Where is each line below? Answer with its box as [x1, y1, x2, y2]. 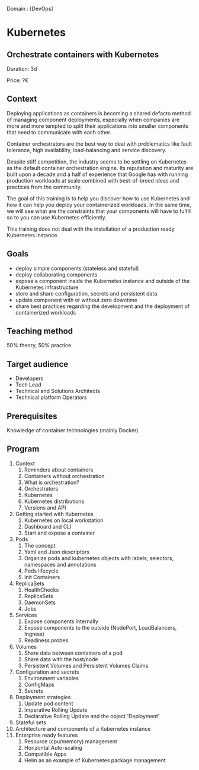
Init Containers [24, 573, 60, 580]
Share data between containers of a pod [24, 649, 123, 656]
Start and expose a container [24, 529, 95, 536]
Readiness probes [24, 636, 69, 644]
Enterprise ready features [15, 731, 78, 738]
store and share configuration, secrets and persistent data [15, 290, 158, 297]
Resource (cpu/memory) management [24, 737, 117, 745]
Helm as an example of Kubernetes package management [24, 756, 166, 763]
